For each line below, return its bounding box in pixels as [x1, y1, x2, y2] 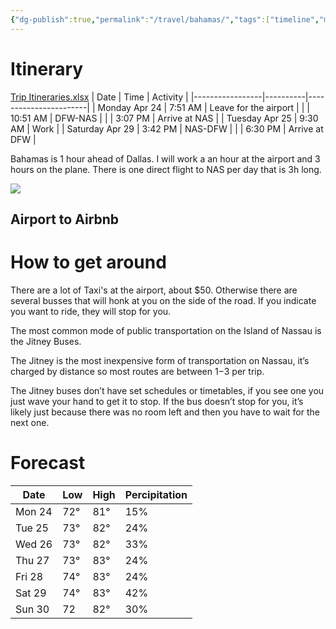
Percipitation [124, 487, 188, 501]
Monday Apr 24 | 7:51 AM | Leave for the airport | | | [97, 101, 310, 113]
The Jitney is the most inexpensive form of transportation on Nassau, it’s [10, 354, 310, 366]
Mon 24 [15, 504, 53, 518]
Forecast [10, 452, 86, 475]
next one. [10, 416, 50, 428]
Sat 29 [15, 586, 47, 600]
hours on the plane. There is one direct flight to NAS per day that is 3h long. [10, 163, 322, 175]
